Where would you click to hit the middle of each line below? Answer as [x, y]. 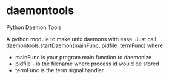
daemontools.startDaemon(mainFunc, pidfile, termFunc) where [85, 45]
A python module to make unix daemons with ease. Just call [81, 39]
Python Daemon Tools [34, 27]
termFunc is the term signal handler [59, 70]
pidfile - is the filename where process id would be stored [87, 64]
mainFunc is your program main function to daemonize [83, 57]
